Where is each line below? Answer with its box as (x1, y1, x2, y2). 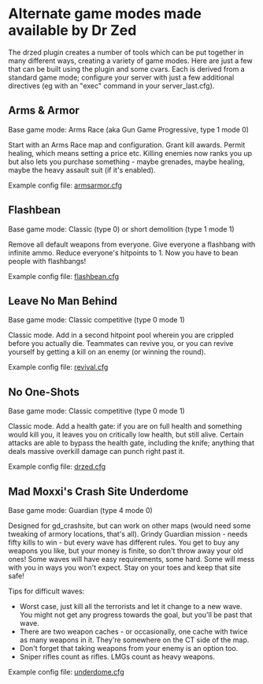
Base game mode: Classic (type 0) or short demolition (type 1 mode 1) (8, 224, 235, 233)
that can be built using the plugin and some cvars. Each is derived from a (8, 64, 246, 73)
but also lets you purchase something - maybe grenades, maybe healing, (8, 157, 246, 166)
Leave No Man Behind (8, 294, 118, 307)
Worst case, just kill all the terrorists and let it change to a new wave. (19, 602, 243, 611)
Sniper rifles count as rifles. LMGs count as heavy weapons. (19, 652, 215, 661)
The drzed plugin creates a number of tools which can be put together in (8, 47, 244, 57)
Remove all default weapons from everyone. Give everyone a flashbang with (8, 240, 256, 249)
